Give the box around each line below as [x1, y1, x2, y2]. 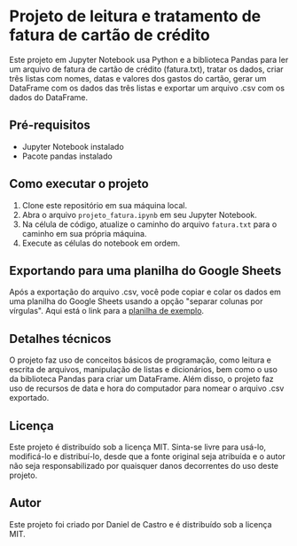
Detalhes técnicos [9, 331, 112, 347]
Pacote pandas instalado [21, 151, 113, 161]
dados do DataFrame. [9, 91, 89, 103]
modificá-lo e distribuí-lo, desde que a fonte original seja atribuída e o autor [9, 451, 286, 462]
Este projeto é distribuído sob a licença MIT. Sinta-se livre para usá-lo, [9, 441, 267, 452]
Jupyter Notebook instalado [21, 141, 124, 152]
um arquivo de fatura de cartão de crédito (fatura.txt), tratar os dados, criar [9, 64, 284, 74]
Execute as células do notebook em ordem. [21, 238, 181, 248]
